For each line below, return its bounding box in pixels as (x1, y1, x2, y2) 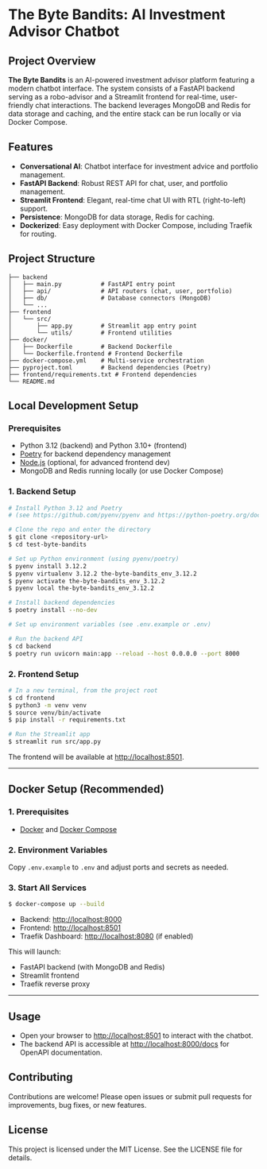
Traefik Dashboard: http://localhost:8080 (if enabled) (19, 931, 194, 941)
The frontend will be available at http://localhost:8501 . (8, 753, 184, 762)
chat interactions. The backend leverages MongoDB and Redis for (35, 101, 251, 110)
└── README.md (8, 377, 56, 385)
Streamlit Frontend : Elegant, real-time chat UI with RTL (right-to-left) (19, 195, 246, 204)
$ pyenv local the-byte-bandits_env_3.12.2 (8, 584, 155, 593)
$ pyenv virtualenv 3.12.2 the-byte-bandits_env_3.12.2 (8, 570, 197, 578)
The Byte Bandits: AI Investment (8, 6, 226, 24)
